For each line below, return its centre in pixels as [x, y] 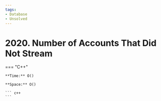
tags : [11, 10]
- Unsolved [16, 19]
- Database [16, 14]
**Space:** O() [21, 85]
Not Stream [29, 53]
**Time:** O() [20, 76]
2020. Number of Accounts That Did [81, 43]
